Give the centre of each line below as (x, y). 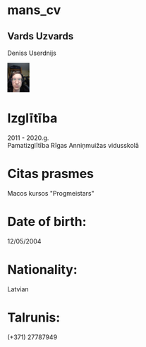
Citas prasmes (50, 174)
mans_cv (34, 10)
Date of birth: (47, 222)
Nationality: (42, 270)
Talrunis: (34, 318)
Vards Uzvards (41, 36)
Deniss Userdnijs (32, 53)
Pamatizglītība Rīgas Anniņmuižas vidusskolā (73, 146)
